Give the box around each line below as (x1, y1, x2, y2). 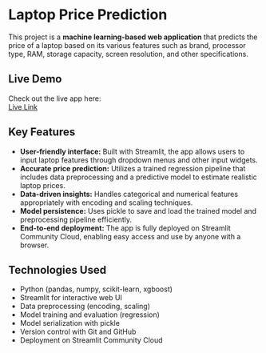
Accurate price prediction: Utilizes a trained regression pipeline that (19, 163, 246, 173)
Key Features (8, 126, 76, 139)
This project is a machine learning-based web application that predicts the (8, 32, 258, 42)
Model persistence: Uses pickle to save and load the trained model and (19, 206, 257, 215)
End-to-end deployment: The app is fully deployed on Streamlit (19, 223, 232, 233)
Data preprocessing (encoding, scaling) (19, 302, 150, 311)
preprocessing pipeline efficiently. (19, 215, 133, 224)
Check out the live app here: (8, 94, 101, 103)
